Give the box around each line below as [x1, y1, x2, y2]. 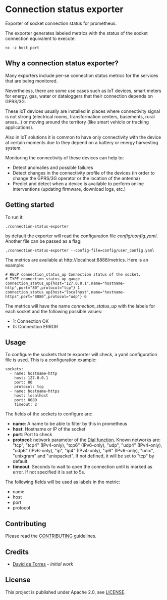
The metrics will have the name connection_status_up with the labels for [5, 303, 155, 309]
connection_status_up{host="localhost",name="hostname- [5, 289, 125, 294]
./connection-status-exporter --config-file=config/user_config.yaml [5, 248, 155, 253]
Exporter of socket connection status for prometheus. [5, 20, 117, 26]
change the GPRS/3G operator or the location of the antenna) [12, 175, 140, 181]
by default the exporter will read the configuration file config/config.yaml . [5, 233, 158, 239]
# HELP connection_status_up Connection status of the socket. [5, 272, 141, 277]
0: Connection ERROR [12, 323, 58, 329]
